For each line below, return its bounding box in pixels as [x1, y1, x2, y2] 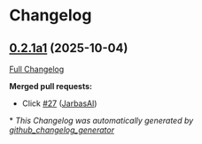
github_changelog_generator [9, 125, 115, 135]
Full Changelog [9, 64, 65, 74]
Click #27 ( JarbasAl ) [21, 98, 97, 109]
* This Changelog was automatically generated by [9, 116, 194, 125]
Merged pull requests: [9, 81, 93, 91]
